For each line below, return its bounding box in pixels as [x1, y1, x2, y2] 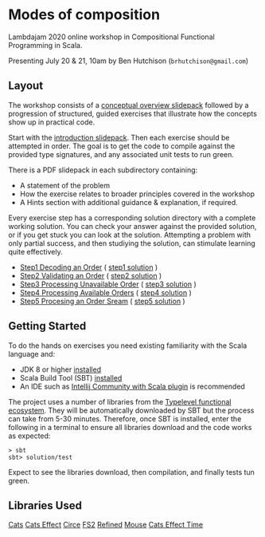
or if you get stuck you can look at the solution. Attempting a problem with [8, 230, 251, 239]
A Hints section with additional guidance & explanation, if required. [19, 197, 239, 207]
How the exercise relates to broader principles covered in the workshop [19, 189, 255, 199]
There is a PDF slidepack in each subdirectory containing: [8, 165, 198, 175]
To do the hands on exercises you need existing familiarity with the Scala [8, 341, 247, 350]
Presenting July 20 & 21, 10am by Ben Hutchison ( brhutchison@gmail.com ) [8, 56, 249, 65]
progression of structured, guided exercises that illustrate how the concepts [8, 109, 257, 118]
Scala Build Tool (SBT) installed [19, 373, 123, 382]
